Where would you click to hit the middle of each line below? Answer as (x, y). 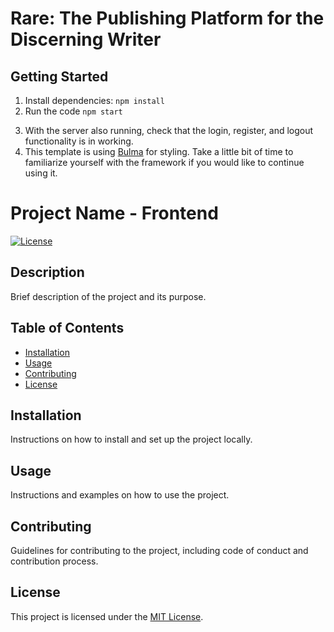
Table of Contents (67, 328)
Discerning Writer (86, 39)
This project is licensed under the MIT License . (107, 616)
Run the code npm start (73, 111)
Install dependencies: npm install (94, 100)
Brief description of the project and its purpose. (108, 296)
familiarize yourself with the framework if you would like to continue (164, 162)
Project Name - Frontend (114, 213)
